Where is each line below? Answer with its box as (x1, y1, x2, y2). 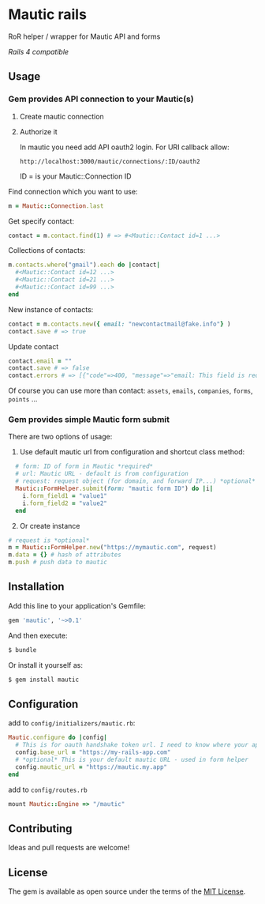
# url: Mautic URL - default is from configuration (15, 470, 189, 478)
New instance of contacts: (8, 304, 94, 314)
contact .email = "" (8, 357, 73, 365)
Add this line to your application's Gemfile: (8, 601, 146, 610)
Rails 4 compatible (8, 47, 69, 56)
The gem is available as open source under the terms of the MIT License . (8, 887, 246, 896)
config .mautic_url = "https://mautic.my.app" (15, 763, 168, 771)
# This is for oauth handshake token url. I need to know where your (15, 741, 248, 749)
